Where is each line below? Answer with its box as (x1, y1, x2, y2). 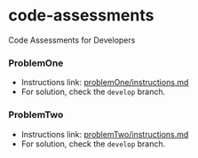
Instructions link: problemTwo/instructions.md (20, 129, 189, 139)
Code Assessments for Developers (8, 35, 136, 45)
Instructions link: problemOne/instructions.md (20, 77, 189, 88)
